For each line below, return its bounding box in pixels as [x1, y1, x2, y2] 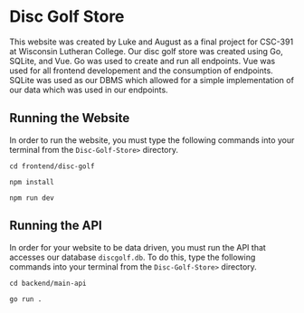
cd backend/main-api [9, 279, 88, 288]
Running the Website [9, 110, 130, 126]
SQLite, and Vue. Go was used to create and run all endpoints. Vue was [9, 55, 276, 66]
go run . [9, 294, 43, 304]
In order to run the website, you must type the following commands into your [9, 134, 295, 146]
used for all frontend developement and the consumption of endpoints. [9, 65, 273, 76]
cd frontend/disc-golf [9, 161, 95, 171]
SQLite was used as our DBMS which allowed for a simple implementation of [9, 74, 294, 85]
